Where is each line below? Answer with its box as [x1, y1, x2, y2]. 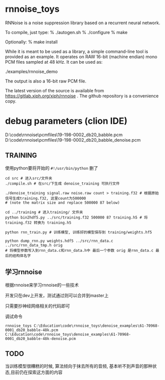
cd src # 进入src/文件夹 [5, 176, 53, 181]
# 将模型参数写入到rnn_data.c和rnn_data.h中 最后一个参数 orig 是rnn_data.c [5, 248, 154, 253]
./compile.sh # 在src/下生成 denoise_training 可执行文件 [5, 181, 120, 186]
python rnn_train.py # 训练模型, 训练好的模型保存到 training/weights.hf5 [5, 229, 152, 235]
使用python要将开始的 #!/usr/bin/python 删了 [5, 165, 99, 171]
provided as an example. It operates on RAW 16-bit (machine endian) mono [5, 53, 158, 60]
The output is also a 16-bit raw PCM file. [5, 78, 87, 84]
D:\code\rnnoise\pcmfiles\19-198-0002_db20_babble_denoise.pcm [5, 137, 141, 143]
